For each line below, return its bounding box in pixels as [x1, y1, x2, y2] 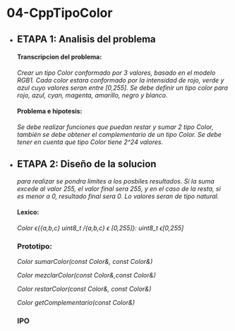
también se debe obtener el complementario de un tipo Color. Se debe [16, 130, 222, 138]
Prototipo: [16, 241, 52, 251]
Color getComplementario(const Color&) [16, 299, 135, 307]
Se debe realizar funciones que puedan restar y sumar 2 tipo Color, [16, 122, 214, 131]
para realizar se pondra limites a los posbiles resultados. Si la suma [16, 176, 215, 185]
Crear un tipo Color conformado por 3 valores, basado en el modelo [16, 68, 216, 77]
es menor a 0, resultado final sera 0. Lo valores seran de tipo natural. [16, 192, 219, 200]
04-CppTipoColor [6, 5, 113, 21]
